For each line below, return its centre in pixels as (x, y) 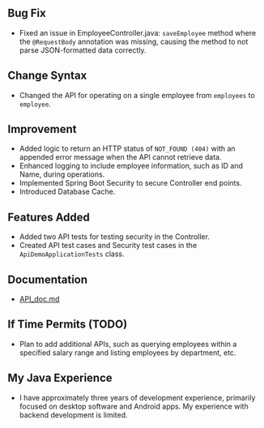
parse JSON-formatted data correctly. (83, 50)
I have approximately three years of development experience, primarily (137, 397)
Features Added (49, 217)
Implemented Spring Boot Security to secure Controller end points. (130, 183)
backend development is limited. (73, 415)
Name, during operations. (62, 174)
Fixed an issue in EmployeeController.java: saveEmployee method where (138, 32)
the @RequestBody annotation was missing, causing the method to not (134, 41)
